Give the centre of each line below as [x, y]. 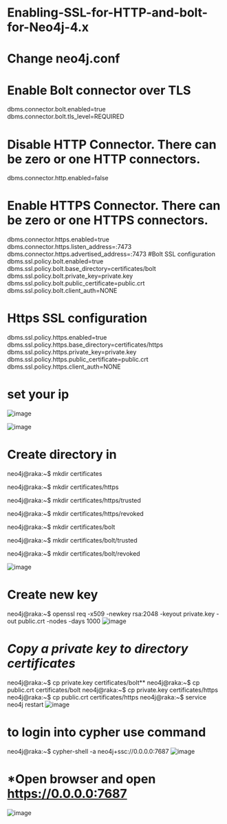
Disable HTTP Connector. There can [112, 144]
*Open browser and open [82, 779]
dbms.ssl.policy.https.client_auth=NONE [64, 367]
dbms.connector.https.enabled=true [58, 239]
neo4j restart [25, 704]
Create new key [53, 595]
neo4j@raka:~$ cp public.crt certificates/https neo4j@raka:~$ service [107, 697]
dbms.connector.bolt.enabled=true [56, 109]
